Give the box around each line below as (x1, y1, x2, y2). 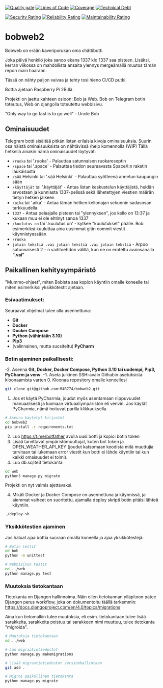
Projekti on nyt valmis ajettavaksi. (5, 482, 73, 488)
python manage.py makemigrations (5, 652, 74, 657)
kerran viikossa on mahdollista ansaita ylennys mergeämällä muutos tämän (5, 62, 157, 68)
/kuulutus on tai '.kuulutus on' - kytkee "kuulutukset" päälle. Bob (12, 220, 144, 226)
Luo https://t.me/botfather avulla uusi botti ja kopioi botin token (12, 433, 140, 439)
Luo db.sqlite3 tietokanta (12, 459, 63, 465)
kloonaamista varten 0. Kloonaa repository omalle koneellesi (5, 377, 127, 383)
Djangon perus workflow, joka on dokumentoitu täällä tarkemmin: (5, 599, 136, 605)
